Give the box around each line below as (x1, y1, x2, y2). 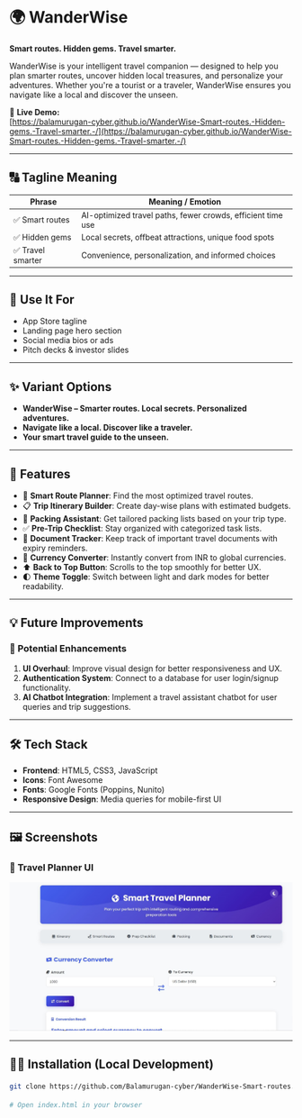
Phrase (30, 196, 58, 207)
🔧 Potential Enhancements (9, 642, 128, 655)
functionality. (22, 682, 71, 693)
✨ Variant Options (9, 379, 112, 395)
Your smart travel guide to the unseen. (22, 432, 169, 442)
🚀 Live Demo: (9, 106, 60, 117)
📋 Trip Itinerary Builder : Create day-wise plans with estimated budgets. (22, 500, 291, 511)
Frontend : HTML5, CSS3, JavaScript (22, 765, 158, 776)
